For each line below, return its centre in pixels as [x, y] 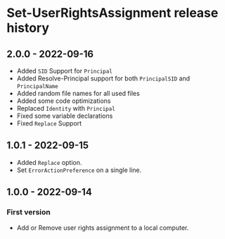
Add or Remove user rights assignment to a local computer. [103, 228]
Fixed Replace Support [49, 123]
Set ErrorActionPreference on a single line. [79, 170]
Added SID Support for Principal [65, 71]
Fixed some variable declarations [65, 116]
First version [28, 212]
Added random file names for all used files [78, 93]
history [28, 28]
